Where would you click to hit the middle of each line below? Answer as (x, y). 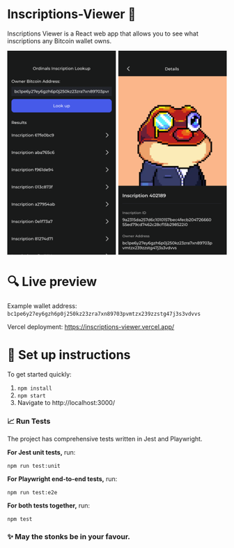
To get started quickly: (39, 374)
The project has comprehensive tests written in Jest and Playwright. (105, 439)
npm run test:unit (34, 466)
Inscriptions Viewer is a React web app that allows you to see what (103, 33)
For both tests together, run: (49, 505)
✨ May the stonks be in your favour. (69, 537)
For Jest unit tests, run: (41, 452)
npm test (20, 519)
